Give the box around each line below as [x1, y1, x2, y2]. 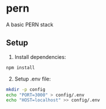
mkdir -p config [6, 86, 45, 92]
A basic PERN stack [6, 21, 54, 28]
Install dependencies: [14, 53, 66, 60]
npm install [6, 65, 35, 71]
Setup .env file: [14, 75, 51, 82]
